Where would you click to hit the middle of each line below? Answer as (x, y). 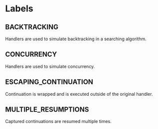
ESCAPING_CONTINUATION (49, 82)
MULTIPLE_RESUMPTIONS (47, 110)
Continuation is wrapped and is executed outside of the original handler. (79, 94)
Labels (19, 9)
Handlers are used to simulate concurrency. (50, 66)
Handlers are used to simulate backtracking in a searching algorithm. (76, 39)
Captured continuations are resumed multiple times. (59, 122)
